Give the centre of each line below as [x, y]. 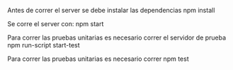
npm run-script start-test [44, 45]
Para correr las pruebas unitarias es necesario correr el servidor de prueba [117, 37]
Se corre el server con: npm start [56, 24]
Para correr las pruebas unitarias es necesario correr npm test [98, 59]
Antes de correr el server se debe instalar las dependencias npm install [111, 10]
